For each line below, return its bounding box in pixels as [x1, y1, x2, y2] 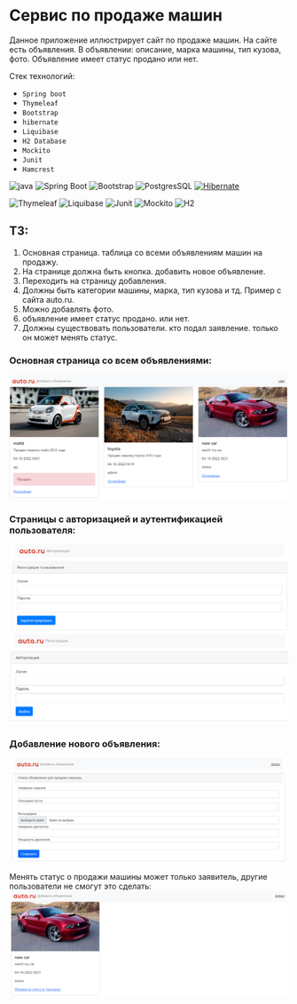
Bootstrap [21, 108, 59, 117]
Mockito [21, 146, 51, 155]
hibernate [21, 117, 59, 127]
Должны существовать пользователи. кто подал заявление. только [21, 322, 279, 333]
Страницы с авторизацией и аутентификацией [9, 512, 223, 525]
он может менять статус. [21, 332, 118, 343]
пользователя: [9, 524, 76, 536]
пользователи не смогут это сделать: [9, 881, 152, 891]
